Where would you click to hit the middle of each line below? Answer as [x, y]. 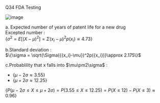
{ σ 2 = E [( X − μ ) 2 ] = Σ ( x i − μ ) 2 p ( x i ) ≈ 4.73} [49, 39]
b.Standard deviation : [29, 50]
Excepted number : [25, 32]
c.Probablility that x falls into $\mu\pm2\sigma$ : [57, 65]
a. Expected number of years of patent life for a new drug [65, 27]
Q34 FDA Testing [23, 7]
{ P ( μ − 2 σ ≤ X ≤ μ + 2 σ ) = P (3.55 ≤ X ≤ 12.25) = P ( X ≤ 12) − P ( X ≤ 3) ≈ [80, 90]
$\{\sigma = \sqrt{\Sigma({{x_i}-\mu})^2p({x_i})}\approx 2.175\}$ [73, 55]
